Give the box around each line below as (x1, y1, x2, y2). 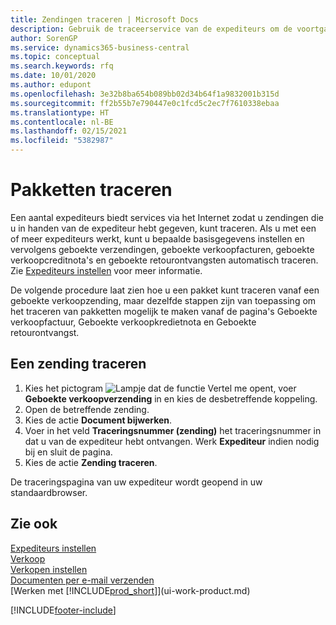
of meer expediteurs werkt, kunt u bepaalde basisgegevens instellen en (10, 232, 305, 245)
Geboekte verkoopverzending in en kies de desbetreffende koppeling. (24, 392, 318, 405)
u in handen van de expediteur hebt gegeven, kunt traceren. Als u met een (10, 222, 317, 234)
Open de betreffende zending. (24, 403, 150, 415)
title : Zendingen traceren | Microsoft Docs (10, 14, 199, 25)
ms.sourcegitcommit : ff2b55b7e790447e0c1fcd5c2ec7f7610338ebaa (10, 98, 280, 108)
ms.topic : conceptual (10, 52, 101, 62)
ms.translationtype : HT (10, 107, 110, 118)
